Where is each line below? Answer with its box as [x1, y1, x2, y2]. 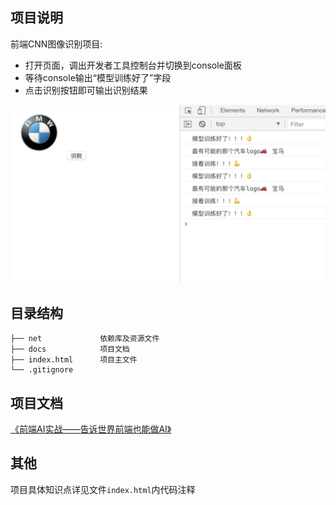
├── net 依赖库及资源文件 [10, 334, 160, 344]
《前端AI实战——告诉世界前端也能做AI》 [10, 423, 172, 435]
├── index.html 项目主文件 [10, 355, 138, 365]
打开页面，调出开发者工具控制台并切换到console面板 [24, 59, 242, 71]
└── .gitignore [10, 365, 74, 375]
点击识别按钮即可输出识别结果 [24, 84, 148, 96]
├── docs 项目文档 [10, 344, 130, 355]
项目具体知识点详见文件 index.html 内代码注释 [10, 483, 196, 495]
